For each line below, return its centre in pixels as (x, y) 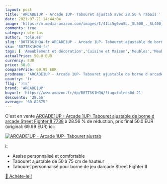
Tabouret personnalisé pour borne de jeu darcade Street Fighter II (80, 167)
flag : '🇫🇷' (17, 83)
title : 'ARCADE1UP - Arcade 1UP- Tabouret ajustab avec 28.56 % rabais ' (83, 14)
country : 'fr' (20, 79)
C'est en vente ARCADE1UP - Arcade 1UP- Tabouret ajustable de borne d (80, 116)
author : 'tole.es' (24, 38)
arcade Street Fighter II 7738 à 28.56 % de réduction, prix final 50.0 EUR (79, 122)
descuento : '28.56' (25, 97)
